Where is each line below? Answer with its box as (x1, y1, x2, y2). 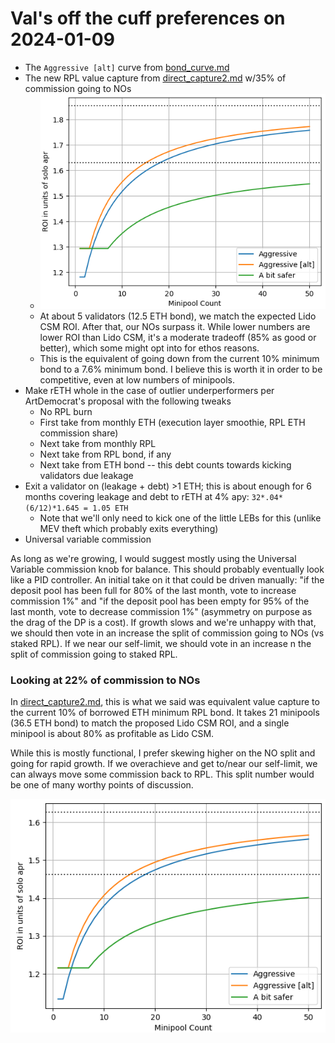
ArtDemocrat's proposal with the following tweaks (24, 395, 232, 407)
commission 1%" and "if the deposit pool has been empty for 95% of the (10, 595, 310, 607)
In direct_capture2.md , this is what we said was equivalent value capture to (10, 696, 320, 708)
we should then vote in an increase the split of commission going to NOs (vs (10, 627, 325, 639)
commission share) (39, 427, 119, 439)
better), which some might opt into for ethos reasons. (39, 342, 260, 354)
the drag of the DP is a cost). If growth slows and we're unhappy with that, (10, 616, 317, 628)
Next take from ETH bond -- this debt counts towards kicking (39, 458, 292, 471)
